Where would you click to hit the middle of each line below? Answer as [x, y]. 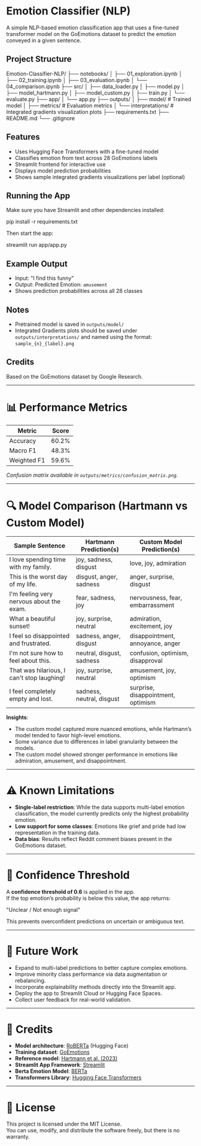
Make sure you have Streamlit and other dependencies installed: [85, 210]
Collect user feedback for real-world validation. [73, 999]
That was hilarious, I [37, 670]
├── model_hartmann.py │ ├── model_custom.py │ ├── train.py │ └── [96, 93]
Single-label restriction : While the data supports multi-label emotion [100, 807]
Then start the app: [30, 233]
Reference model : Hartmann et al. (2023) [66, 1059]
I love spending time [37, 560]
